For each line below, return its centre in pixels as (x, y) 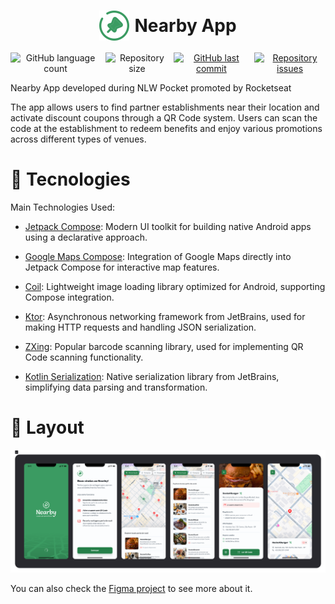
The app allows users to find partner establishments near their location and (165, 107)
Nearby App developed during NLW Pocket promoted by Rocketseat (151, 87)
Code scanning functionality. (84, 357)
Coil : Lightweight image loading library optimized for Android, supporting (175, 286)
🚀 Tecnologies (70, 179)
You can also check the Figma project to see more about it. (131, 589)
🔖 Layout (47, 427)
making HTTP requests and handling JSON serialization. (140, 327)
